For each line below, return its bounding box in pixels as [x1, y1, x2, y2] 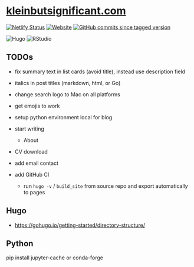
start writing [14, 125, 44, 132]
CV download [14, 148, 48, 155]
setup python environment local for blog [14, 113, 113, 121]
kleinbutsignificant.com [6, 4, 126, 18]
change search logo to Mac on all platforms [14, 90, 121, 98]
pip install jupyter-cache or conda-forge [6, 254, 104, 261]
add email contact [14, 159, 59, 167]
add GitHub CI [14, 171, 50, 178]
